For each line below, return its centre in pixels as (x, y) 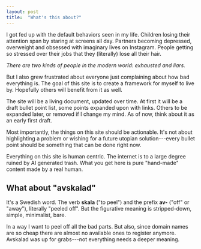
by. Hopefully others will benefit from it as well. (64, 89)
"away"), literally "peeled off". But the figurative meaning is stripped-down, (99, 209)
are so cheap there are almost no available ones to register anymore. (91, 233)
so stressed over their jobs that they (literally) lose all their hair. (84, 53)
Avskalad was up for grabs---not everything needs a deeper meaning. (93, 239)
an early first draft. (29, 120)
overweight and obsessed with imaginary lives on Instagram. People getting (100, 47)
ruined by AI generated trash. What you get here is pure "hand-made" (92, 163)
